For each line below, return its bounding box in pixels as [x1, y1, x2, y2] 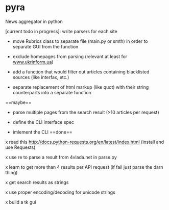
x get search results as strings [5, 179, 69, 185]
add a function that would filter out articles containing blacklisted [12, 68, 150, 75]
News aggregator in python [5, 18, 63, 24]
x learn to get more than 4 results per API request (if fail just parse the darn [5, 164, 163, 170]
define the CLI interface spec [12, 119, 75, 125]
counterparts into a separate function [12, 89, 92, 95]
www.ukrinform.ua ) [12, 59, 54, 65]
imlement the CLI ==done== [12, 129, 73, 135]
